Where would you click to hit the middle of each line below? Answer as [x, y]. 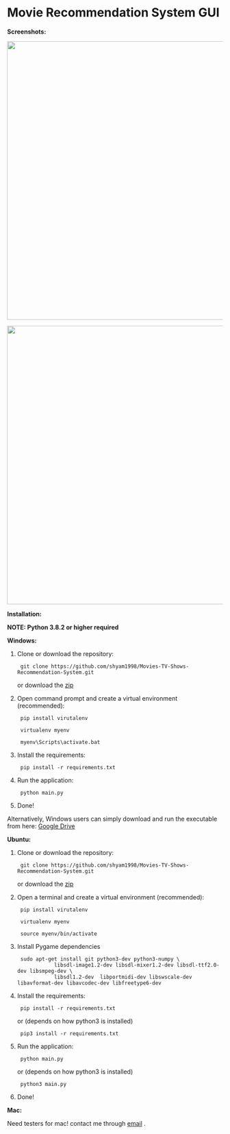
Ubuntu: [19, 839]
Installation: [25, 614]
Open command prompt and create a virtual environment [97, 698]
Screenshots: [27, 32]
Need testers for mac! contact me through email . [76, 1123]
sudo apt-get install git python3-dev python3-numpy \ [100, 959]
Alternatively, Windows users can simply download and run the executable [112, 819]
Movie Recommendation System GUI [114, 13]
